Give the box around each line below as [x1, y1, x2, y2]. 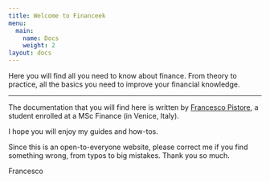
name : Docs [22, 34, 59, 42]
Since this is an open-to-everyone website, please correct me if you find [8, 142, 248, 152]
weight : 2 [22, 42, 56, 50]
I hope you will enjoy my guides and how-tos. [8, 127, 158, 136]
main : [15, 26, 35, 34]
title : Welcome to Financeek [8, 11, 106, 20]
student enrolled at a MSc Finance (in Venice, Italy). [8, 111, 179, 120]
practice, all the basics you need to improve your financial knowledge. [8, 79, 240, 89]
